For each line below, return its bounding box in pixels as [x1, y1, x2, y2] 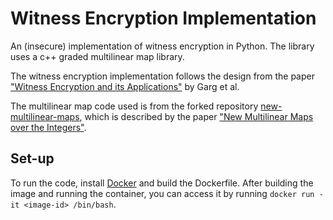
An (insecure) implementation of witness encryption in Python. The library [10, 40, 315, 52]
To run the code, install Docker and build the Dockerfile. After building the [10, 177, 314, 189]
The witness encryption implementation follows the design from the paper [10, 70, 315, 82]
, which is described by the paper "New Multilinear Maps [79, 110, 314, 122]
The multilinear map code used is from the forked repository [10, 100, 259, 112]
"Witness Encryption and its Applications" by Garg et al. [10, 80, 240, 92]
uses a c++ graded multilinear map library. [10, 50, 185, 62]
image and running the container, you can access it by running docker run [10, 187, 315, 199]
